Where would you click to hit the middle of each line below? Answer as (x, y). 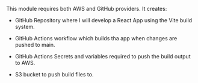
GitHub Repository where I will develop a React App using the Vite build (104, 20)
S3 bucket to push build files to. (54, 74)
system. (25, 27)
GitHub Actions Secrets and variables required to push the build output (103, 56)
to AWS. (25, 63)
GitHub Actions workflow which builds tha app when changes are (96, 38)
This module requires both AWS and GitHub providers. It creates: (87, 9)
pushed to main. (35, 45)
